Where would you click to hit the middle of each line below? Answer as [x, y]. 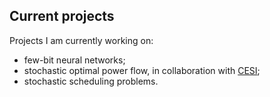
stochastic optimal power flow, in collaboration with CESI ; [142, 70]
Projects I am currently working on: [81, 40]
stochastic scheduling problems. [91, 81]
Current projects [62, 16]
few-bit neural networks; [74, 60]
